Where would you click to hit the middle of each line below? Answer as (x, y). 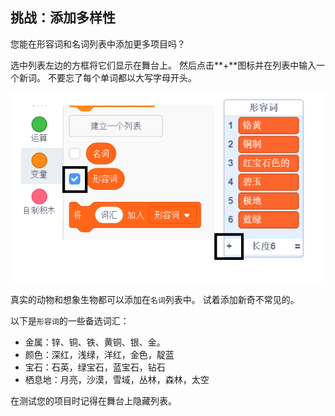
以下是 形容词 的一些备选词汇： (70, 321)
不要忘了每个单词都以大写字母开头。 (122, 77)
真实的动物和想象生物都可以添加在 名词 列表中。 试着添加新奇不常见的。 (155, 300)
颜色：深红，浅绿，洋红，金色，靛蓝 (99, 355)
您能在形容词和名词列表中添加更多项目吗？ (98, 44)
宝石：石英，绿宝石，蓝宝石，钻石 (95, 367)
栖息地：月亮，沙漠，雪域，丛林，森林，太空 (117, 380)
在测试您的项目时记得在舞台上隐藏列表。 (93, 401)
